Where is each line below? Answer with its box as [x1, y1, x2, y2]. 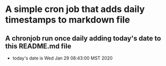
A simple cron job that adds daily [5, 3, 145, 15]
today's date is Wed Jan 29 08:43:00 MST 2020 [12, 55, 113, 61]
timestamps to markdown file [5, 14, 130, 25]
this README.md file [5, 41, 71, 50]
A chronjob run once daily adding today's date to [5, 34, 161, 42]
